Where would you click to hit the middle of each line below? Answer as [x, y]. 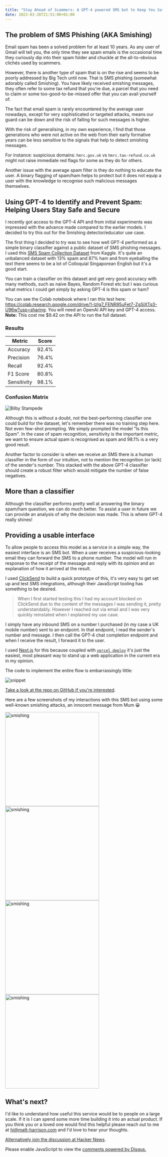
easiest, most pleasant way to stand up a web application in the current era [82, 656]
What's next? [26, 1102]
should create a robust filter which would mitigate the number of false [77, 470]
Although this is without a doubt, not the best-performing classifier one [78, 418]
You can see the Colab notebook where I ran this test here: [66, 299]
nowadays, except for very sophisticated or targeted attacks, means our [79, 114]
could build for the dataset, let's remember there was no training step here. [82, 423]
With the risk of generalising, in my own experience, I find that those [75, 130]
